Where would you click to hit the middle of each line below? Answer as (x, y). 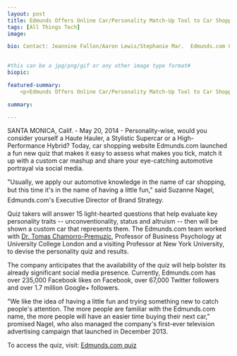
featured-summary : (34, 85)
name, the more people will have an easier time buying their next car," (109, 316)
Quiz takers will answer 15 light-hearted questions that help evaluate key (113, 214)
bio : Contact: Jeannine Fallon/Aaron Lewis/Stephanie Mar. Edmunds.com (116, 47)
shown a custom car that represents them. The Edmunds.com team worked (117, 229)
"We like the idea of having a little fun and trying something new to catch (113, 302)
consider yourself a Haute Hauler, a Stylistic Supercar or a (92, 138)
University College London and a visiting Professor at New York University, (116, 244)
